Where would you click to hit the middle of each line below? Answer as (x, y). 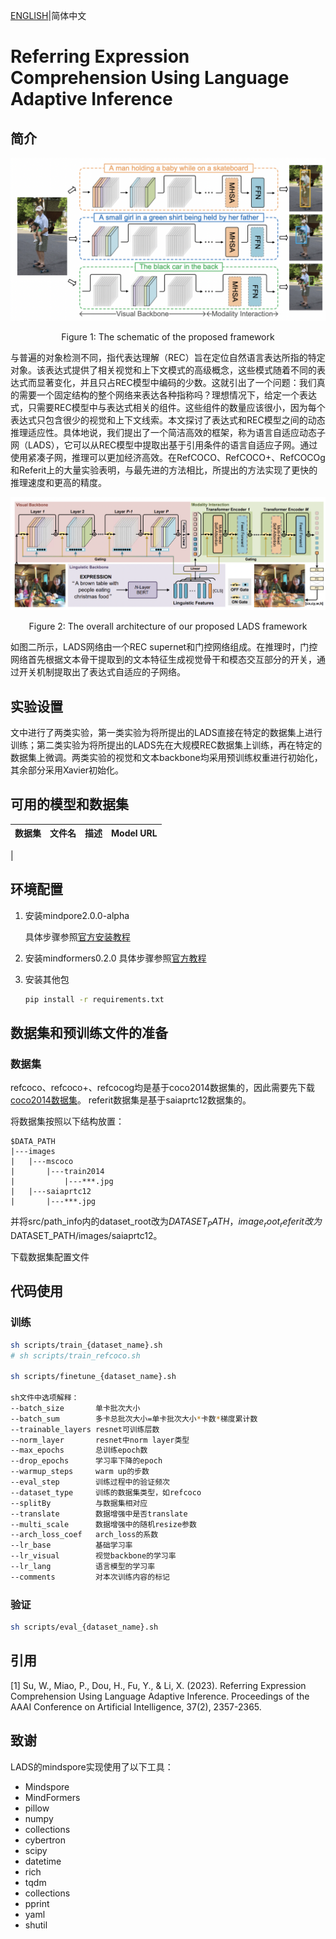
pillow (37, 1808)
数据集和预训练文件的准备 (89, 1032)
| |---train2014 (57, 1172)
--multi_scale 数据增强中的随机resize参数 (103, 1524)
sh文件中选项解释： (45, 1398)
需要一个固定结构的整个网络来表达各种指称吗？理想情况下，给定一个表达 (167, 395)
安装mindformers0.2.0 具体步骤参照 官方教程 (115, 958)
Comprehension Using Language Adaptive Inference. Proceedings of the (160, 1696)
